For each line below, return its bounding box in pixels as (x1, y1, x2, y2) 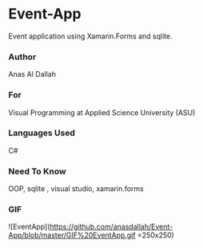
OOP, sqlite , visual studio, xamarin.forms (8, 184, 144, 194)
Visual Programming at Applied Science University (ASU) (8, 107, 196, 117)
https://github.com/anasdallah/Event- (50, 222, 173, 232)
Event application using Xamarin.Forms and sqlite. (8, 31, 173, 41)
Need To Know (8, 166, 66, 177)
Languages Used (8, 127, 76, 138)
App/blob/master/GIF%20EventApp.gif (8, 230, 136, 240)
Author (8, 51, 37, 62)
